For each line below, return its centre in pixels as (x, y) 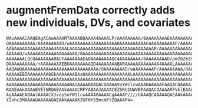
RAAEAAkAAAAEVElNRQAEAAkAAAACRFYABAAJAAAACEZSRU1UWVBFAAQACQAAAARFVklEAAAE (101, 90)
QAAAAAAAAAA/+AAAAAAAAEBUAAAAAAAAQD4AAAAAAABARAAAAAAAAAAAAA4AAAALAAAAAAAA (101, 64)
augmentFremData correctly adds (91, 10)
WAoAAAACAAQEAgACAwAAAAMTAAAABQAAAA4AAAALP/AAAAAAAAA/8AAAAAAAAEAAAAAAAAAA (101, 38)
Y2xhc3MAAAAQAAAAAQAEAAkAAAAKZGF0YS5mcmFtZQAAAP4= (70, 100)
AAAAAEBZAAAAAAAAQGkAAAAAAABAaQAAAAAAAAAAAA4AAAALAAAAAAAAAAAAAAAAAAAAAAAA (101, 74)
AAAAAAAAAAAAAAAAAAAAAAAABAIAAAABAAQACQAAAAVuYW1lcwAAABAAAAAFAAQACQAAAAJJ (101, 85)
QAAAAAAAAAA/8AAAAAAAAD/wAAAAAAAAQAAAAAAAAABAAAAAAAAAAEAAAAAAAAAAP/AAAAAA (101, 43)
